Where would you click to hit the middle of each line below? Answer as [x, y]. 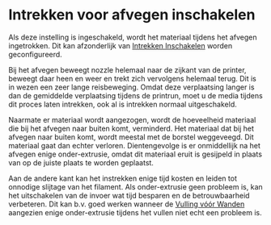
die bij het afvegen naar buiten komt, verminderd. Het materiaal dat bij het [131, 128]
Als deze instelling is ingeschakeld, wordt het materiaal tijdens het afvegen [133, 37]
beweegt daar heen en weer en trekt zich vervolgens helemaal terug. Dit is [133, 78]
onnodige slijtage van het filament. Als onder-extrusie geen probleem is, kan [135, 186]
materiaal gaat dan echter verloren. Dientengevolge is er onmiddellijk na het [135, 145]
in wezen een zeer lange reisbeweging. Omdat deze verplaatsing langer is [131, 87]
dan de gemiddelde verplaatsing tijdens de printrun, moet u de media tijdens [135, 95]
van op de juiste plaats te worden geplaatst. [81, 162]
